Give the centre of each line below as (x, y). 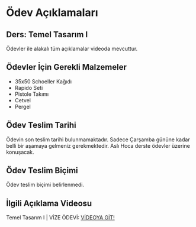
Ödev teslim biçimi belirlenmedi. (45, 185)
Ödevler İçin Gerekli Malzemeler (67, 67)
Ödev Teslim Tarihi (41, 125)
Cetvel (23, 100)
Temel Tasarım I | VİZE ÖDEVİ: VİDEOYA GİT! (60, 218)
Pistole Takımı (32, 94)
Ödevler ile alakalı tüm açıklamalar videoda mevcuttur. (72, 48)
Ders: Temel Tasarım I (47, 35)
